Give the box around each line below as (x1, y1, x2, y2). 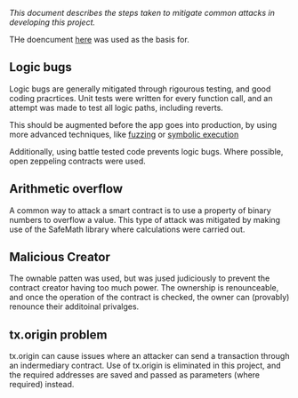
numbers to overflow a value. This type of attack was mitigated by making (9, 214, 281, 225)
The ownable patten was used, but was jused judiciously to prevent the (9, 273, 270, 283)
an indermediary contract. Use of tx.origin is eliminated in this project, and (9, 360, 282, 371)
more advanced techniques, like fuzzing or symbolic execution (9, 129, 239, 139)
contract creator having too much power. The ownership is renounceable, (9, 283, 279, 293)
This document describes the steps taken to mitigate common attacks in (9, 8, 276, 18)
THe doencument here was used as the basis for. (9, 35, 189, 44)
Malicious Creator (9, 250, 111, 265)
